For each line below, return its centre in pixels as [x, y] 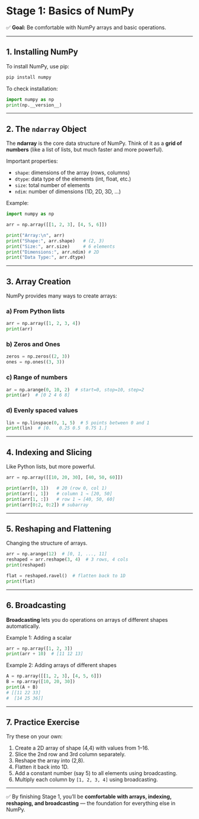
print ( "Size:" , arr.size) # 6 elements [61, 246]
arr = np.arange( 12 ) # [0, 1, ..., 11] [57, 554]
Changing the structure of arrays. [47, 543]
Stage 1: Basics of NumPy [70, 11]
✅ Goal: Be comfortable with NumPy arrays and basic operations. [86, 27]
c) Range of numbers [37, 377]
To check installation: [32, 88]
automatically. [23, 626]
